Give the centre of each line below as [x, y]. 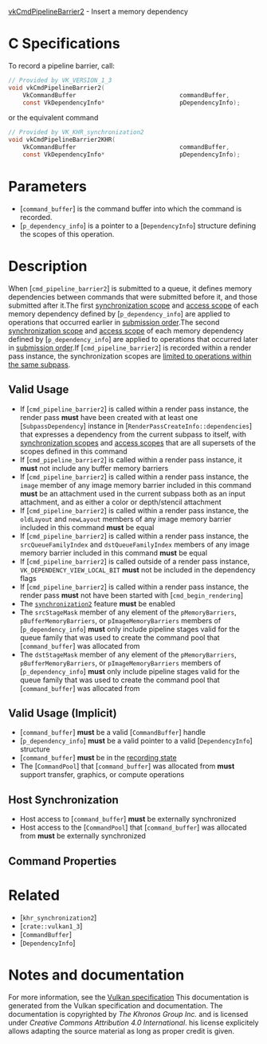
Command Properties [63, 861]
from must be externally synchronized [82, 836]
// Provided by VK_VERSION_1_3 [60, 80]
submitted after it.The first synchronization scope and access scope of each [133, 305]
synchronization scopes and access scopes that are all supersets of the [138, 442]
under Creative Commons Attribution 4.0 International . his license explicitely [133, 1022]
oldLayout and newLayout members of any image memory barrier [126, 519]
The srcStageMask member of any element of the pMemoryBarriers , [128, 612]
